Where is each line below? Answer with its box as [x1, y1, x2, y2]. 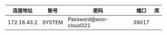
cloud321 [68, 22, 91, 29]
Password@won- [68, 16, 109, 23]
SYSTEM [42, 19, 63, 26]
